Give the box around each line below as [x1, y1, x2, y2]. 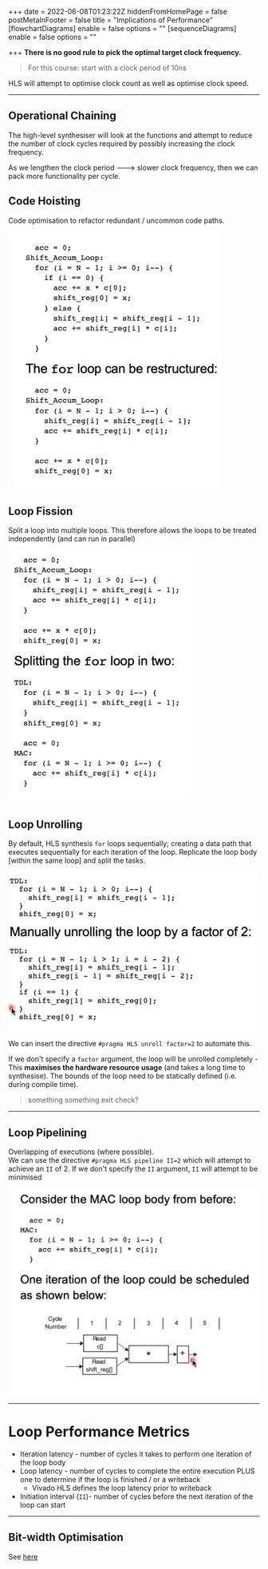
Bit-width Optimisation [8, 1531, 124, 1544]
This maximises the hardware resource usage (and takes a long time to [8, 1063, 246, 1073]
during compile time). [8, 1080, 78, 1089]
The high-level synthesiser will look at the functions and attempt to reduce [8, 130, 253, 140]
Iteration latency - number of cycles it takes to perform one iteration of [19, 1449, 252, 1459]
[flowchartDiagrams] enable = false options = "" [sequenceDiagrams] [8, 24, 237, 33]
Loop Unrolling [8, 817, 83, 831]
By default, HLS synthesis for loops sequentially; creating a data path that [8, 839, 252, 848]
